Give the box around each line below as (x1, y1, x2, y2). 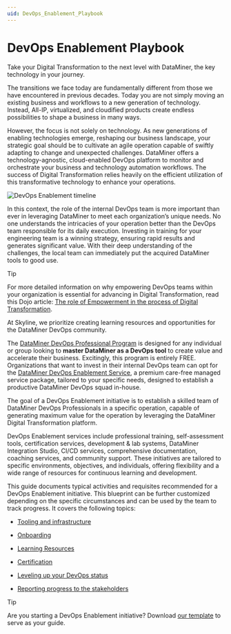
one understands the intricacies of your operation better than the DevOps (7, 219, 216, 227)
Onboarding (17, 530, 52, 539)
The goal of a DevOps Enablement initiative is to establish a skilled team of (7, 396, 219, 404)
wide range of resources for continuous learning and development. (7, 468, 198, 477)
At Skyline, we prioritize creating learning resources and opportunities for (7, 318, 216, 326)
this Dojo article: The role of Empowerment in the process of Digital (7, 297, 199, 306)
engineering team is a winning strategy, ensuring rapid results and (7, 234, 195, 242)
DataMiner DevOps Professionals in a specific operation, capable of (7, 404, 200, 412)
